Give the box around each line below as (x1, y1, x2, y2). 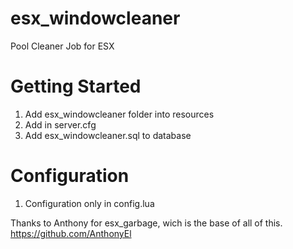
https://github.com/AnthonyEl (10, 227, 132, 239)
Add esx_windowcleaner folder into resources (24, 108, 215, 120)
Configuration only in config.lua (24, 197, 155, 209)
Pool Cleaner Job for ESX (10, 40, 115, 52)
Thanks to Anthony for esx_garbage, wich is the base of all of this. (10, 217, 283, 229)
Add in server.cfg (24, 118, 97, 131)
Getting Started (10, 75, 142, 98)
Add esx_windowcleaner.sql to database (24, 129, 192, 141)
